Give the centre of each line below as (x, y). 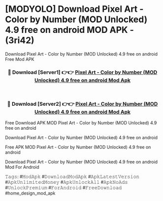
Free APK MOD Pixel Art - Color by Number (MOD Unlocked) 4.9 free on (78, 147)
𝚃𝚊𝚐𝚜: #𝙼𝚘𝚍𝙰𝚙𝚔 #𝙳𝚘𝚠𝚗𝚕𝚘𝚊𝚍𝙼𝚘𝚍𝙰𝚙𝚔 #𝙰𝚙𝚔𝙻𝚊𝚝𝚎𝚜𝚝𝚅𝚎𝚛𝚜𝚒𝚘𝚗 (72, 176)
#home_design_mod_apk (30, 193)
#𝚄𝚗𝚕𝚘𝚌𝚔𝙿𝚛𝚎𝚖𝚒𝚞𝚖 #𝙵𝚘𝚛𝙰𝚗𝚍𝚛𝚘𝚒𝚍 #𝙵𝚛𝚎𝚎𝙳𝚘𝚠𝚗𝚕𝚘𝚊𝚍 (63, 187)
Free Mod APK (20, 59)
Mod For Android (22, 167)
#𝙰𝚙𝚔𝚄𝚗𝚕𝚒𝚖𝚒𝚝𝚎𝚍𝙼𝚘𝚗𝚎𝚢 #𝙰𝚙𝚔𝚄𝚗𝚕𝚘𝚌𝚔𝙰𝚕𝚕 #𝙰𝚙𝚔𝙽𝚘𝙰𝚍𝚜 (67, 182)
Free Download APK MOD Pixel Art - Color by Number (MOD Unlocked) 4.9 (81, 123)
